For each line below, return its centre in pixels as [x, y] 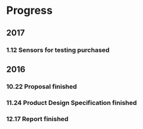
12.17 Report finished [37, 119]
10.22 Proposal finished [42, 86]
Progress [30, 11]
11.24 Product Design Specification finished [71, 102]
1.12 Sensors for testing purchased [58, 50]
